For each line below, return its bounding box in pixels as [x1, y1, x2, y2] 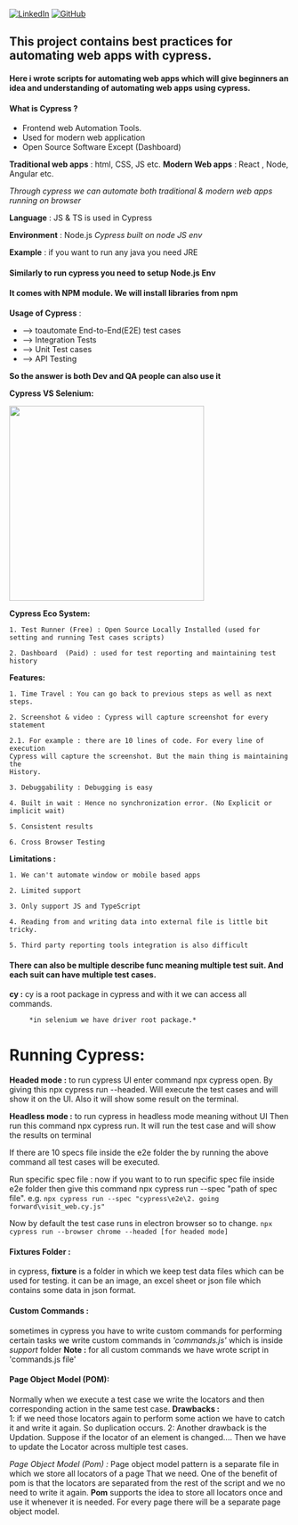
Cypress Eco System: [9, 607, 91, 619]
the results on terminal [9, 1130, 92, 1141]
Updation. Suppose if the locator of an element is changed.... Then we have [9, 1431, 286, 1442]
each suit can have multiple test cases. [9, 969, 157, 980]
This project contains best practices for [9, 34, 233, 49]
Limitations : [9, 853, 56, 864]
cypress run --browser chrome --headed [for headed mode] [9, 1227, 229, 1237]
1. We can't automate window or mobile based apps [9, 870, 201, 879]
